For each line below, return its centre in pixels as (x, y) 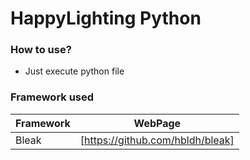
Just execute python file (74, 71)
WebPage (157, 123)
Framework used (52, 97)
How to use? (41, 50)
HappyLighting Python (106, 18)
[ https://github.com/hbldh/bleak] (157, 140)
